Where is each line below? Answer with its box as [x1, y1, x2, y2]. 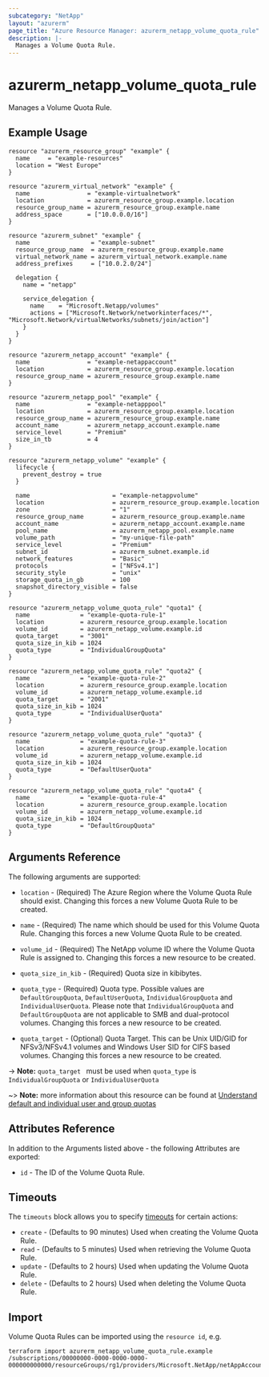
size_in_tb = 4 [15, 435, 98, 443]
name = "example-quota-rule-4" [15, 793, 167, 801]
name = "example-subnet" [15, 238, 156, 246]
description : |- [8, 34, 62, 43]
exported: [8, 1151, 41, 1161]
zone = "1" [15, 505, 130, 514]
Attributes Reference [8, 1122, 115, 1136]
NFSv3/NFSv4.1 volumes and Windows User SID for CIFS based [19, 1041, 231, 1052]
